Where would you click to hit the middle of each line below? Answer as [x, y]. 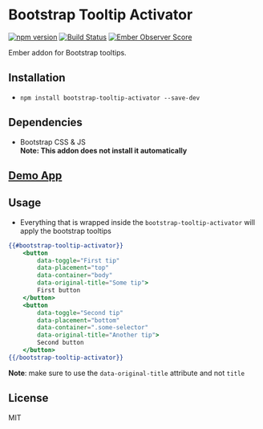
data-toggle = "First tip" [79, 260]
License [28, 398]
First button [59, 291]
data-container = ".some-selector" [93, 328]
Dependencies [45, 123]
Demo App [35, 176]
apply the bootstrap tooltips [66, 231]
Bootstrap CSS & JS [53, 141]
